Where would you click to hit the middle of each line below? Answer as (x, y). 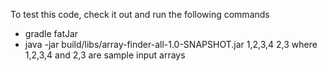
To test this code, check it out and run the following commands (140, 14)
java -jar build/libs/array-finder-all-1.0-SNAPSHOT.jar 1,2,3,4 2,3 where (171, 44)
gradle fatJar (51, 33)
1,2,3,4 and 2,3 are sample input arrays (105, 55)
